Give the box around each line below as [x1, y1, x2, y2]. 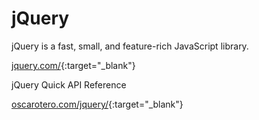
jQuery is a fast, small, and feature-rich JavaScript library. [11, 40, 249, 52]
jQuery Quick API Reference [11, 78, 127, 91]
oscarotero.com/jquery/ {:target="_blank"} [11, 98, 184, 110]
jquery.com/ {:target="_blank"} [11, 59, 136, 71]
